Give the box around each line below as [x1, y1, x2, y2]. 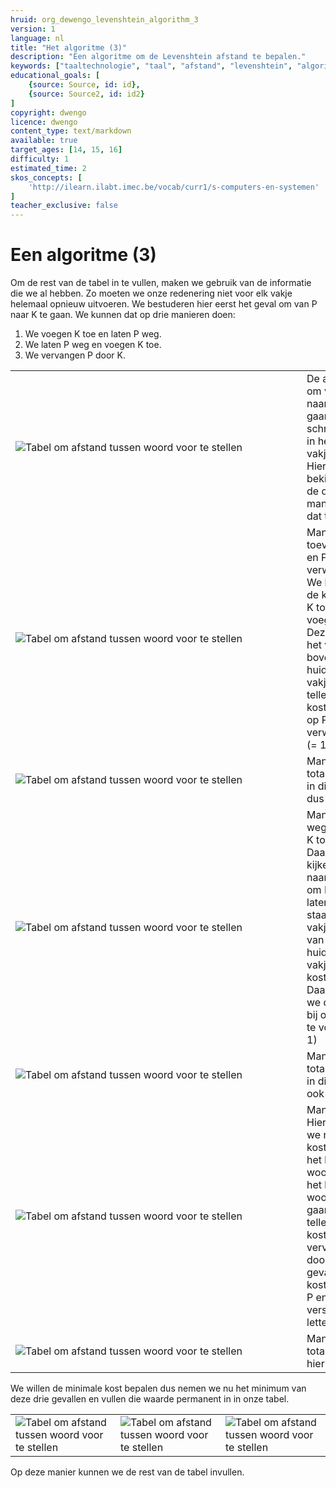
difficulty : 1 [10, 154, 70, 164]
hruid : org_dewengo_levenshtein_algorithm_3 [10, 14, 199, 25]
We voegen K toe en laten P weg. [24, 328, 162, 340]
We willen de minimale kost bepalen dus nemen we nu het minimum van [10, 1382, 307, 1395]
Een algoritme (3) [10, 244, 157, 266]
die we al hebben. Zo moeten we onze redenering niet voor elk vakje [10, 287, 293, 300]
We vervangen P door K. [24, 349, 127, 361]
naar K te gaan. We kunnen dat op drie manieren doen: [10, 309, 236, 321]
